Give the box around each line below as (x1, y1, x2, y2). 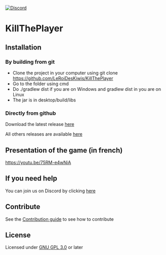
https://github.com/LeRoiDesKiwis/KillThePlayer (12, 75, 113, 81)
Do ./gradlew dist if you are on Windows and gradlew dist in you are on (12, 86, 161, 92)
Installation (5, 43, 42, 52)
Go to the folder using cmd (12, 81, 69, 87)
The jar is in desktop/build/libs (12, 97, 76, 103)
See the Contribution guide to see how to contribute (5, 216, 114, 222)
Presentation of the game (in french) (5, 146, 123, 155)
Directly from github (5, 110, 56, 117)
